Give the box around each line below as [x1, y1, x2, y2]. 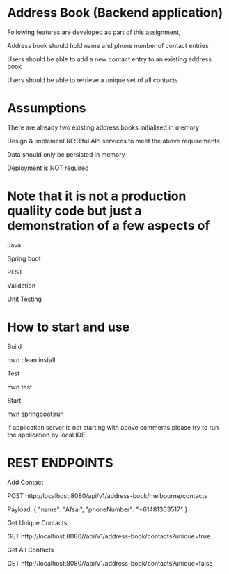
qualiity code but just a [7, 203, 142, 219]
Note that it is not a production [7, 188, 187, 204]
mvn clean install [7, 355, 56, 364]
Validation [7, 281, 36, 290]
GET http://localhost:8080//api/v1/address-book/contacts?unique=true [7, 532, 211, 541]
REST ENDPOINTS [7, 455, 113, 471]
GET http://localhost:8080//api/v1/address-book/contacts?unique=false [7, 559, 214, 567]
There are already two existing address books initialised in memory [7, 123, 200, 132]
